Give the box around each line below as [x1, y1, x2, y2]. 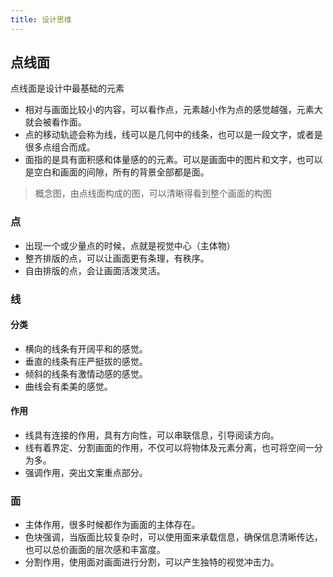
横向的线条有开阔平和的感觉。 [24, 342, 148, 355]
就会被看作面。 [24, 116, 87, 128]
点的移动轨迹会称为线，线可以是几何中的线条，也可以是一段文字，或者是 [24, 129, 323, 141]
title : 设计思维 [10, 14, 72, 25]
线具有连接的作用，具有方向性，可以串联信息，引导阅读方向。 [24, 429, 280, 441]
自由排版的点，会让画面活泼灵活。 [24, 264, 166, 276]
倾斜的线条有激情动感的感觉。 [24, 367, 148, 380]
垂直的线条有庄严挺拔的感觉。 [24, 355, 148, 367]
